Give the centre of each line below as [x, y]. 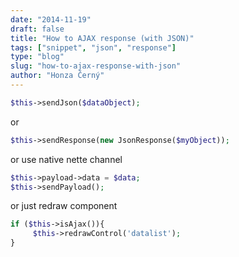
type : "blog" [37, 57]
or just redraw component [64, 206]
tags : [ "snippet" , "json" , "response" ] [93, 47]
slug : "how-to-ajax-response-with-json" [96, 66]
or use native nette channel [66, 159]
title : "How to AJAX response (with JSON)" [102, 38]
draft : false [37, 29]
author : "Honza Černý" [57, 76]
